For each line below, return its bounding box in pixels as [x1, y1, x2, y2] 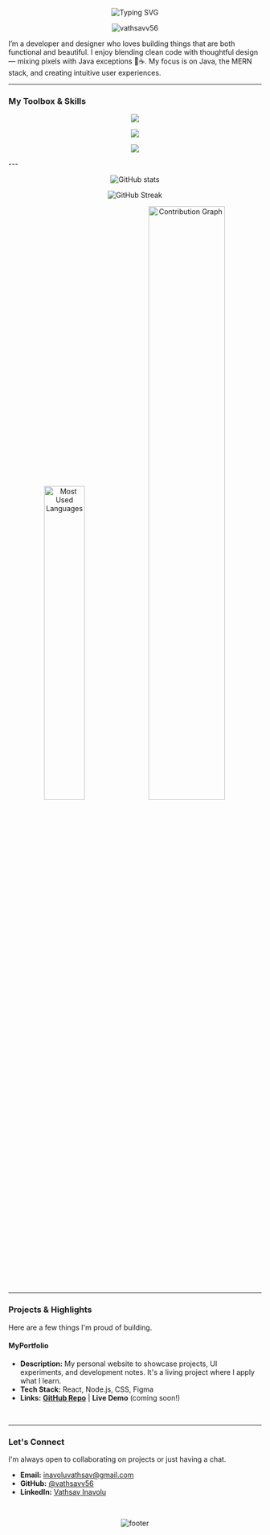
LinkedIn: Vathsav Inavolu [19, 1488, 107, 1497]
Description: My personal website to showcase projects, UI [19, 1359, 218, 1368]
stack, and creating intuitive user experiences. [8, 68, 162, 77]
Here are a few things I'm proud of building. [8, 1322, 153, 1332]
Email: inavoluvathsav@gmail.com [19, 1470, 134, 1480]
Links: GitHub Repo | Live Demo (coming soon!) [19, 1393, 181, 1402]
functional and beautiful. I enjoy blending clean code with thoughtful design [8, 47, 259, 56]
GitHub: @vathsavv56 [19, 1479, 94, 1488]
